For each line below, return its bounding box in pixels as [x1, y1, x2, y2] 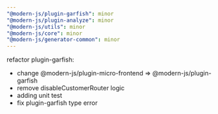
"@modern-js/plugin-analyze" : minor [6, 17, 114, 24]
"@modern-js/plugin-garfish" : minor [6, 10, 114, 17]
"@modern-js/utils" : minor [6, 23, 86, 30]
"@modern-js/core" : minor [6, 29, 82, 37]
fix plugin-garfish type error [16, 99, 98, 107]
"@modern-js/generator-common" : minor [6, 36, 120, 43]
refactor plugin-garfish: [6, 55, 75, 64]
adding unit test [16, 92, 63, 100]
